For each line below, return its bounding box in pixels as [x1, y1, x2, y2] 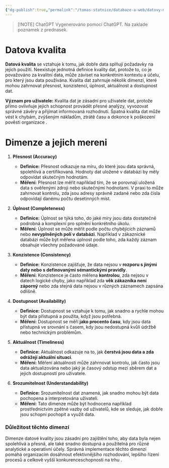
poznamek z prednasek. [17, 26, 68, 33]
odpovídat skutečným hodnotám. [20, 174, 89, 180]
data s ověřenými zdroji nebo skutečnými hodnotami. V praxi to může [20, 185, 163, 191]
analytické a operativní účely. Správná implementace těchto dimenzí [5, 446, 147, 452]
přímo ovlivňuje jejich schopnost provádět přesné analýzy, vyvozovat [5, 103, 148, 109]
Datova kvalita [5, 44, 66, 56]
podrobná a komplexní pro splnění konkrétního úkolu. [20, 220, 130, 226]
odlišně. [20, 288, 37, 294]
